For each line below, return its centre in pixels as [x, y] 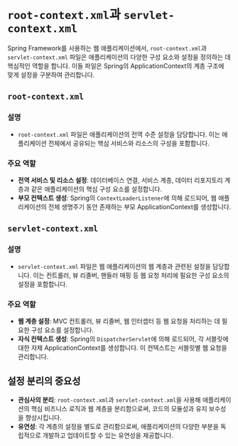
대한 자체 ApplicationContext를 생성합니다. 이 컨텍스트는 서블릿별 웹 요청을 [122, 347]
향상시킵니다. [43, 418]
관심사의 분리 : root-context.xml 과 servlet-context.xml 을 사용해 [109, 400]
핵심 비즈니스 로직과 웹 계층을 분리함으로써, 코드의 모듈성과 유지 [119, 408]
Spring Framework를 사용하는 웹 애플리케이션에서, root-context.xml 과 [107, 48]
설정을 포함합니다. [42, 284]
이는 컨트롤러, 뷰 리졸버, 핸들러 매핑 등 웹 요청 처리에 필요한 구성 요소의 [131, 275]
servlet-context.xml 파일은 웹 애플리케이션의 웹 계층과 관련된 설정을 [114, 266]
